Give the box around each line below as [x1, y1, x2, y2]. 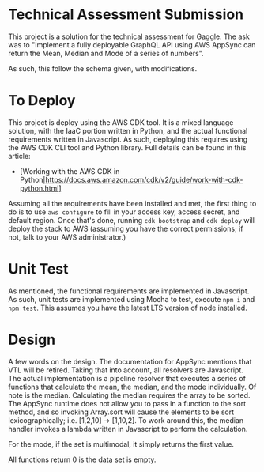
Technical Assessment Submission [8, 6, 243, 24]
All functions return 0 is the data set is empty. [8, 455, 157, 464]
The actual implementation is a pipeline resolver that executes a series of [8, 373, 247, 383]
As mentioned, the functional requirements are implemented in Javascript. [8, 286, 250, 296]
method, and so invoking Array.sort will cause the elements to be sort [8, 407, 235, 417]
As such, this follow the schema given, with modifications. [8, 63, 198, 73]
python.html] [19, 183, 62, 193]
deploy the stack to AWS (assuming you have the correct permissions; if [8, 224, 243, 233]
